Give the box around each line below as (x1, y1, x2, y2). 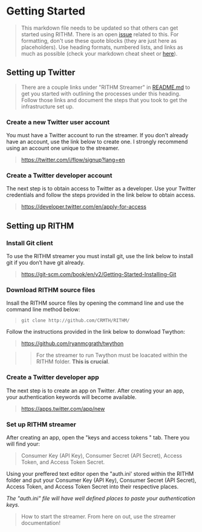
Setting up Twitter (6, 68, 76, 78)
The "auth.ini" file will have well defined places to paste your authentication (6, 495, 195, 502)
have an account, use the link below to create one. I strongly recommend (6, 138, 188, 146)
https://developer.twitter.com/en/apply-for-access (21, 203, 147, 210)
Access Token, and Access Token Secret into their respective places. (6, 482, 179, 490)
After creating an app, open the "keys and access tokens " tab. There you (6, 433, 190, 441)
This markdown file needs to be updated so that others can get (21, 24, 178, 31)
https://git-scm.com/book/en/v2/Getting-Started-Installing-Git (21, 271, 177, 278)
